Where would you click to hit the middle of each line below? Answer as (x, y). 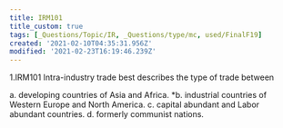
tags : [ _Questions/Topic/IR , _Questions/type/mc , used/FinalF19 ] (136, 34)
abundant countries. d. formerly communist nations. (107, 114)
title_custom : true (46, 26)
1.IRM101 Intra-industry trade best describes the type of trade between (142, 77)
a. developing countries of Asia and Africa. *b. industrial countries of (138, 95)
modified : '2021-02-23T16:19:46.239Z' (83, 52)
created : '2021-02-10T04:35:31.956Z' (81, 43)
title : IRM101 (36, 18)
